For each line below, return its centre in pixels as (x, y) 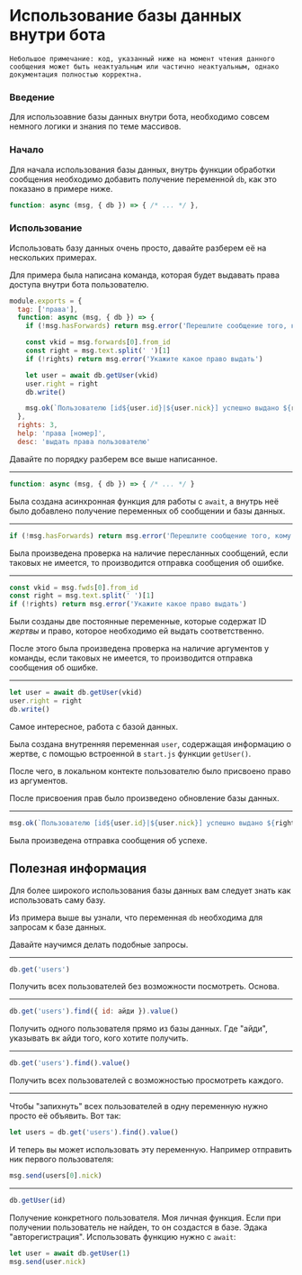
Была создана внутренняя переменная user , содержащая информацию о (151, 743)
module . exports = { (46, 301)
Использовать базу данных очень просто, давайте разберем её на (138, 248)
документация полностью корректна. (76, 74)
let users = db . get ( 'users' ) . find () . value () (94, 1133)
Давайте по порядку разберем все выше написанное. (114, 459)
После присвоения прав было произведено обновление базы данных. (145, 797)
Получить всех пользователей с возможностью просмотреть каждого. (147, 1080)
